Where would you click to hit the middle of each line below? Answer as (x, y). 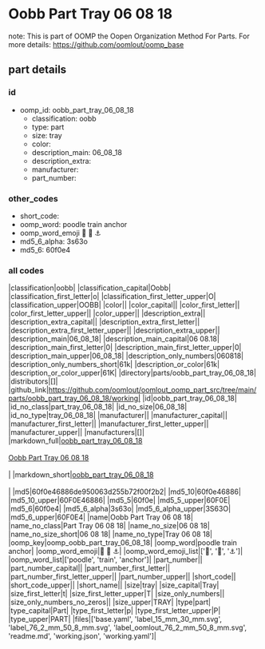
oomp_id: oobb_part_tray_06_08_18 (77, 109)
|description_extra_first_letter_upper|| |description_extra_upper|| (114, 330)
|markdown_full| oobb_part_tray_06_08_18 (75, 441)
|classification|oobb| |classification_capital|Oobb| (90, 288)
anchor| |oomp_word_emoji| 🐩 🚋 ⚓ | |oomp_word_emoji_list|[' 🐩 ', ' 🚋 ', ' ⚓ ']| (126, 551)
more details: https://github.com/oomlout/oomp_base (96, 44)
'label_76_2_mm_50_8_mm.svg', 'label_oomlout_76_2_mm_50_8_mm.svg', (128, 627)
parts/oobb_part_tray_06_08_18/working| (75, 398)
